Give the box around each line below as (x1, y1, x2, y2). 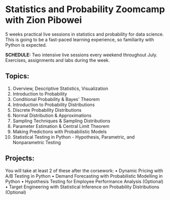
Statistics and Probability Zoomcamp (5, 4, 165, 15)
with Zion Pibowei (5, 14, 82, 26)
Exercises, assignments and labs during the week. (5, 57, 110, 63)
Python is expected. (5, 42, 47, 48)
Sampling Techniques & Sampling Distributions (12, 118, 111, 124)
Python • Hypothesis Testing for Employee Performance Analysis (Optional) (5, 178, 164, 184)
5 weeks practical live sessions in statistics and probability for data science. (5, 31, 164, 37)
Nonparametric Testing (12, 139, 61, 145)
